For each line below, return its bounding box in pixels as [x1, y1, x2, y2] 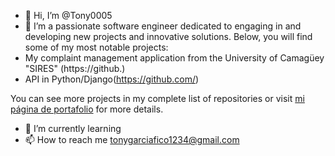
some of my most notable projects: [24, 41, 169, 53]
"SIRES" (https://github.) [24, 63, 126, 74]
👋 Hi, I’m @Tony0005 [24, 10, 113, 21]
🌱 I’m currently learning [24, 123, 122, 134]
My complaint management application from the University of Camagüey [24, 52, 325, 64]
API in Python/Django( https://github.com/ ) [24, 73, 200, 85]
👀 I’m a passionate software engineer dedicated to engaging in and [24, 20, 302, 32]
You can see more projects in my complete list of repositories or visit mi [10, 93, 305, 104]
